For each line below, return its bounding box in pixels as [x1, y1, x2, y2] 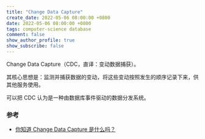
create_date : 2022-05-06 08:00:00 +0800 [6, 15, 111, 21]
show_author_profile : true [6, 37, 75, 43]
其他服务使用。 [6, 80, 44, 88]
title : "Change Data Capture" [6, 9, 84, 15]
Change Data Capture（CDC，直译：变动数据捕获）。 [6, 60, 140, 68]
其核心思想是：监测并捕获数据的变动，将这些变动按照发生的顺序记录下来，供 [6, 73, 199, 80]
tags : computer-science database [6, 26, 92, 32]
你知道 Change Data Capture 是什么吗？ [15, 126, 116, 133]
